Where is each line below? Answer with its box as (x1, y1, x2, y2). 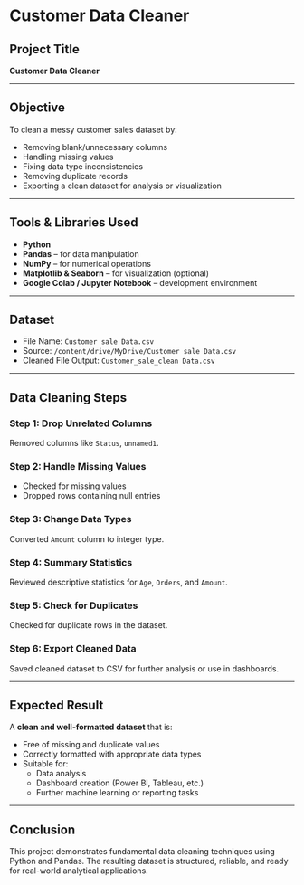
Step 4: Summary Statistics (9, 556, 133, 568)
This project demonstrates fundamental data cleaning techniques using (9, 846, 276, 857)
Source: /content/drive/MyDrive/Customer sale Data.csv (22, 346, 237, 357)
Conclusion (9, 822, 76, 837)
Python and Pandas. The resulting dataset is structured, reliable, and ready (9, 856, 289, 867)
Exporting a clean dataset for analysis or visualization (22, 180, 222, 191)
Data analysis (35, 768, 87, 779)
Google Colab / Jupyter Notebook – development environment (22, 277, 258, 288)
